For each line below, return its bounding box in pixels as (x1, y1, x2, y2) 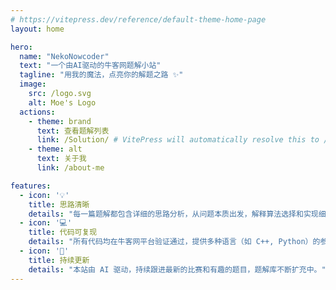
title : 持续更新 (28, 255, 90, 265)
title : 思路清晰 (28, 199, 90, 210)
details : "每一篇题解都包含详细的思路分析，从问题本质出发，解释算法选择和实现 (28, 209, 319, 219)
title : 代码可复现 (28, 227, 98, 238)
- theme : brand (28, 116, 92, 126)
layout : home (10, 24, 65, 34)
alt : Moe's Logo (28, 97, 97, 108)
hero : (10, 42, 33, 52)
